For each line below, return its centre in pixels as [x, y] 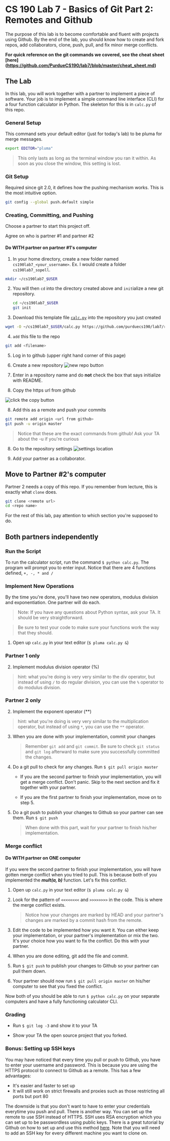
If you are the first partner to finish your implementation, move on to [91, 797]
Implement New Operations [40, 586]
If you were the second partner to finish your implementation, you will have [83, 869]
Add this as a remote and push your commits [59, 410]
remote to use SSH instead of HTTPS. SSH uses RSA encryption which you [83, 1117]
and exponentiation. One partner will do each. [53, 603]
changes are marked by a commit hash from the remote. [84, 920]
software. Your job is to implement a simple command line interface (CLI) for [85, 99]
